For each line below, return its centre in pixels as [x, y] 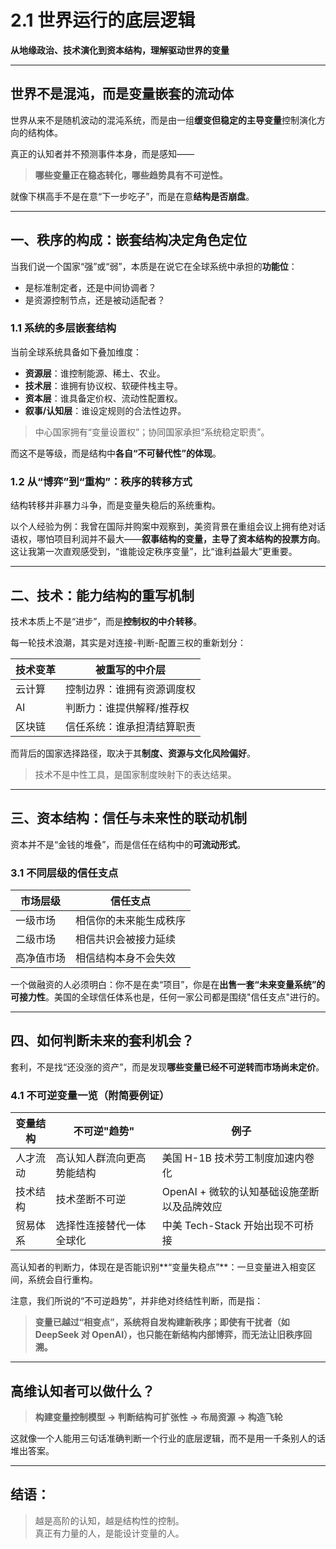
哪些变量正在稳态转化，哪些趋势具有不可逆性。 [131, 175]
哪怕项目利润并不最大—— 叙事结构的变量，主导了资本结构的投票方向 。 [181, 539]
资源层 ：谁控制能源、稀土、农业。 [95, 373]
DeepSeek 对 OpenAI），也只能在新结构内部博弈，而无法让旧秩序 [169, 1335]
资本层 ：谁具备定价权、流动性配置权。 [103, 398]
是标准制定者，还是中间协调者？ [90, 287]
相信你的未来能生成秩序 [131, 921]
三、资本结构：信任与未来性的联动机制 [128, 818]
